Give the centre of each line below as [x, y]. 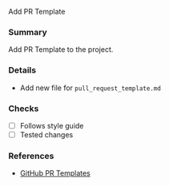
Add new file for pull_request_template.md [91, 88]
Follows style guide [52, 125]
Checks [24, 109]
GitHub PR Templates [55, 173]
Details [22, 70]
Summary [28, 32]
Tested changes [46, 134]
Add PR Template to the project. [61, 49]
